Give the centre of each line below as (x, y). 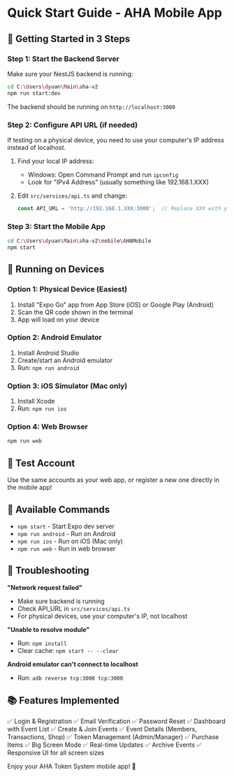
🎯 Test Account (41, 463)
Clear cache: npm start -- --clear (68, 650)
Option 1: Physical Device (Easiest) (67, 289)
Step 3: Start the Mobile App (57, 226)
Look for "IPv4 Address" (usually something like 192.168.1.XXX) (118, 182)
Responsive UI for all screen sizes (56, 752)
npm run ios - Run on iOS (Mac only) (70, 541)
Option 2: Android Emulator (55, 338)
